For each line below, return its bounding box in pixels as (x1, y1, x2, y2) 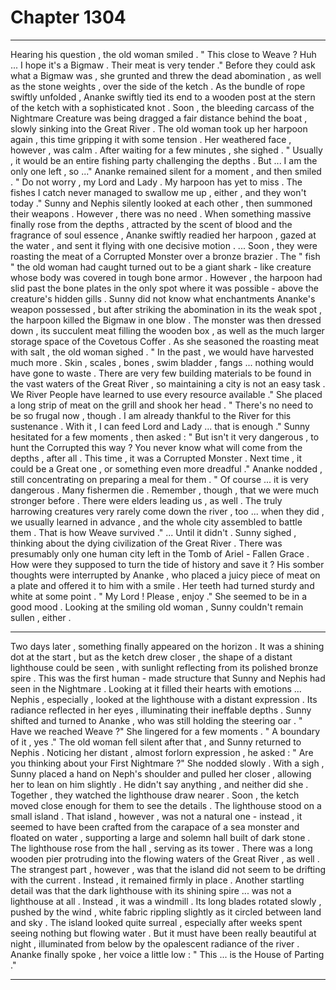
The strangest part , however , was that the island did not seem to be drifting (10, 863, 327, 875)
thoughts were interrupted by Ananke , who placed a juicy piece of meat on (10, 569, 321, 581)
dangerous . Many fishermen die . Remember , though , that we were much (10, 484, 320, 496)
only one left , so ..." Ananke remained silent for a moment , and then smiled (10, 165, 322, 177)
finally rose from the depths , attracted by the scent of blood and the (10, 218, 293, 230)
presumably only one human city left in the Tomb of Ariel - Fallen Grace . (10, 547, 310, 560)
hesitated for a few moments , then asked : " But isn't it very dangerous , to (10, 431, 320, 443)
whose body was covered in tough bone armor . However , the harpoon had (10, 271, 323, 283)
